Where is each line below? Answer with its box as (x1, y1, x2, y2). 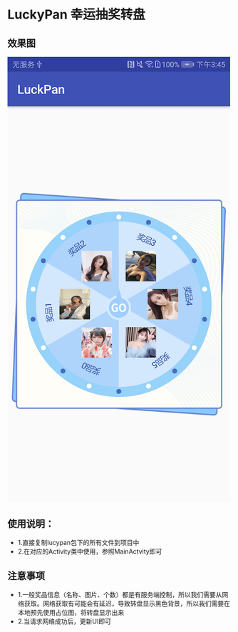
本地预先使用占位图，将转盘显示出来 (17, 608, 125, 616)
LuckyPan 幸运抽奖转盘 (7, 6, 146, 23)
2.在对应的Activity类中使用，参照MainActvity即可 (17, 546, 162, 556)
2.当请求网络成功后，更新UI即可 (17, 617, 112, 626)
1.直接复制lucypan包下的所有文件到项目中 (17, 538, 140, 546)
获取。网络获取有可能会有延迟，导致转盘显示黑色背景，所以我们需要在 (24, 599, 230, 608)
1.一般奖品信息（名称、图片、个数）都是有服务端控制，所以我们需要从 (17, 590, 222, 599)
